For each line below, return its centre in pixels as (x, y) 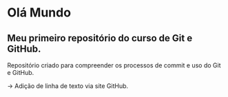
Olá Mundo (39, 13)
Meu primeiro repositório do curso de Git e (100, 38)
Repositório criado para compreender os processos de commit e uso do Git (114, 65)
